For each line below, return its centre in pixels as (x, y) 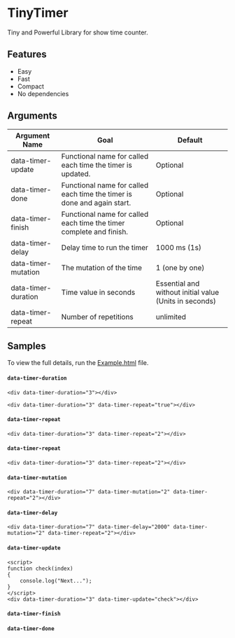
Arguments (33, 116)
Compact (30, 86)
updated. (76, 173)
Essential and (178, 284)
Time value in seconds (98, 292)
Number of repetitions (98, 317)
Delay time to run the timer (105, 247)
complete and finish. (94, 232)
